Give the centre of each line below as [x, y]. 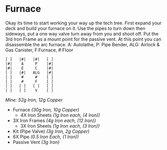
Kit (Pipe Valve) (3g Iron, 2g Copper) [51, 131]
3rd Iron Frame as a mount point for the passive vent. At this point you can [83, 39]
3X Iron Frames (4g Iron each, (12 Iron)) [54, 121]
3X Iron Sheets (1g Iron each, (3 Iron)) [60, 126]
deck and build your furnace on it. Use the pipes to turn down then [75, 28]
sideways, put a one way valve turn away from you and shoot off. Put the [82, 34]
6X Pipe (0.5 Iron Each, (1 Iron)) [46, 137]
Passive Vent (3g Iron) [36, 142]
